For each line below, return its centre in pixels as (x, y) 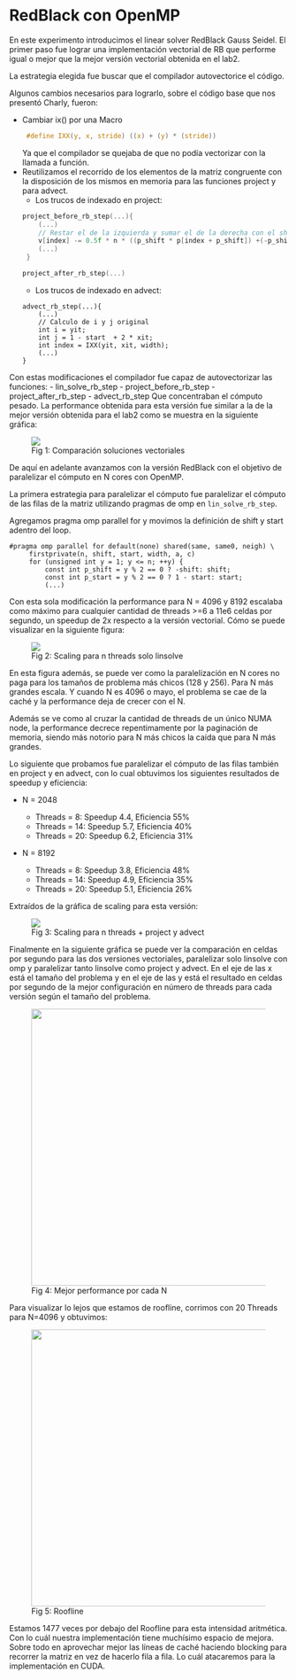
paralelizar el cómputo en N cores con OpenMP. (96, 477)
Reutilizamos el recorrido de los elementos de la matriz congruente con (152, 171)
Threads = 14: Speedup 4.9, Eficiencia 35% (114, 879)
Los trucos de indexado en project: (99, 199)
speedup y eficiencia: (49, 782)
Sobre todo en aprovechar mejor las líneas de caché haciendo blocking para (148, 1647)
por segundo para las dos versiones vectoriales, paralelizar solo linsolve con (148, 959)
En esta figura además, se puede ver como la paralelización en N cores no (144, 673)
